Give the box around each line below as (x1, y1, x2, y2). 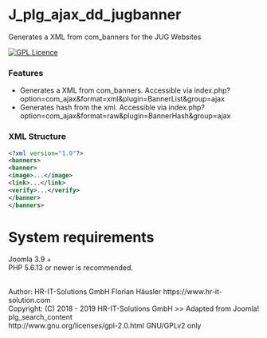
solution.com (8, 296, 51, 305)
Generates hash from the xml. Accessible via (19, 102, 167, 113)
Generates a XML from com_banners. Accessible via (19, 85, 193, 95)
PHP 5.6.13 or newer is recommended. (8, 263, 134, 272)
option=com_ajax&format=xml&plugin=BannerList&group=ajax (19, 94, 226, 104)
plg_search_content (8, 312, 73, 322)
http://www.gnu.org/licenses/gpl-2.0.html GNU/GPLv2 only (8, 321, 202, 331)
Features (8, 67, 44, 78)
